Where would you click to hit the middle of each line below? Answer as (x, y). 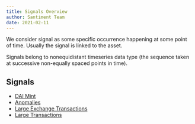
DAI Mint (25, 96)
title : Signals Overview (37, 12)
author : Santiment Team (36, 17)
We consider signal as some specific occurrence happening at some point (97, 40)
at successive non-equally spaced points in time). (67, 63)
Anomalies (28, 102)
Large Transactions (38, 115)
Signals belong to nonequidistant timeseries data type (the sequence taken (98, 57)
